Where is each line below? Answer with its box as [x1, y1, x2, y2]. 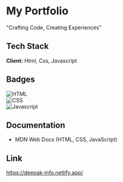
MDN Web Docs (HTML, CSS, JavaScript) [14, 136, 118, 143]
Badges [6, 75, 35, 85]
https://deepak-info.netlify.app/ [6, 169, 84, 177]
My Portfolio [6, 4, 69, 18]
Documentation [6, 120, 66, 130]
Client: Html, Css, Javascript [6, 57, 78, 64]
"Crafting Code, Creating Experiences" [6, 24, 102, 31]
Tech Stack [6, 41, 49, 51]
